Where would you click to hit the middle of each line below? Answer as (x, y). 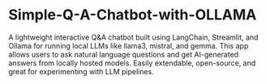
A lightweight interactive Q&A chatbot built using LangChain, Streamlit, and (133, 37)
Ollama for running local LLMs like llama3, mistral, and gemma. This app (129, 45)
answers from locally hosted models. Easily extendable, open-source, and (132, 63)
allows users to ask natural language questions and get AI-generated (124, 54)
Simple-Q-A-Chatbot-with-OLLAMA (133, 15)
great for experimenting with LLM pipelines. (81, 71)
